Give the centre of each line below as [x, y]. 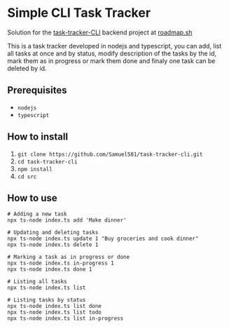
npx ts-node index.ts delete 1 [53, 245]
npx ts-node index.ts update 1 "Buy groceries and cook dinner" [103, 239]
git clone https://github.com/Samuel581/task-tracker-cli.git [110, 154]
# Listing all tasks [37, 282]
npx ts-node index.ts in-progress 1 [61, 263]
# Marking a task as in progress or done [69, 257]
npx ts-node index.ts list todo [54, 313]
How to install [38, 137]
